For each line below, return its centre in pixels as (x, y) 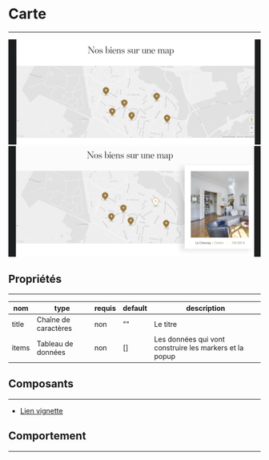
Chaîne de (53, 320)
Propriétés (35, 278)
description (206, 308)
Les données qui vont (190, 339)
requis (105, 308)
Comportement (47, 436)
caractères (54, 329)
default (135, 308)
